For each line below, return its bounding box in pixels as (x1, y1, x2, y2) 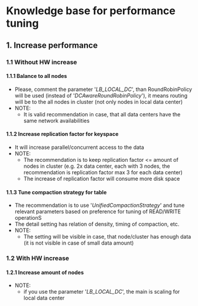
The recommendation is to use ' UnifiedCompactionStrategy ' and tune (14, 202, 185, 209)
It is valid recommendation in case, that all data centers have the (23, 110, 181, 118)
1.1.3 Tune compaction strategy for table (6, 188, 107, 196)
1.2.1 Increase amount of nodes (6, 269, 84, 276)
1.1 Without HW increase (6, 58, 77, 66)
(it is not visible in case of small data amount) (23, 239, 134, 246)
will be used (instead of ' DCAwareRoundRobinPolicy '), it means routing (14, 92, 188, 99)
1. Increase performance (6, 40, 98, 50)
